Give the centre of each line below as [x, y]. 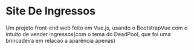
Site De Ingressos [51, 11]
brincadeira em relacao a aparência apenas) [61, 40]
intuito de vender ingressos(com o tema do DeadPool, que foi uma [88, 34]
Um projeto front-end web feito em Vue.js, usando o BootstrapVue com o [97, 28]
